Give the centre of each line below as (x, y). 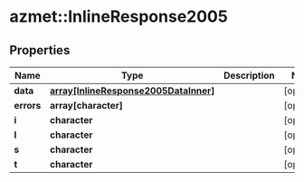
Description (249, 76)
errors (28, 105)
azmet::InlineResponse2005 (119, 17)
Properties (40, 50)
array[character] (86, 105)
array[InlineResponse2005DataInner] (132, 91)
